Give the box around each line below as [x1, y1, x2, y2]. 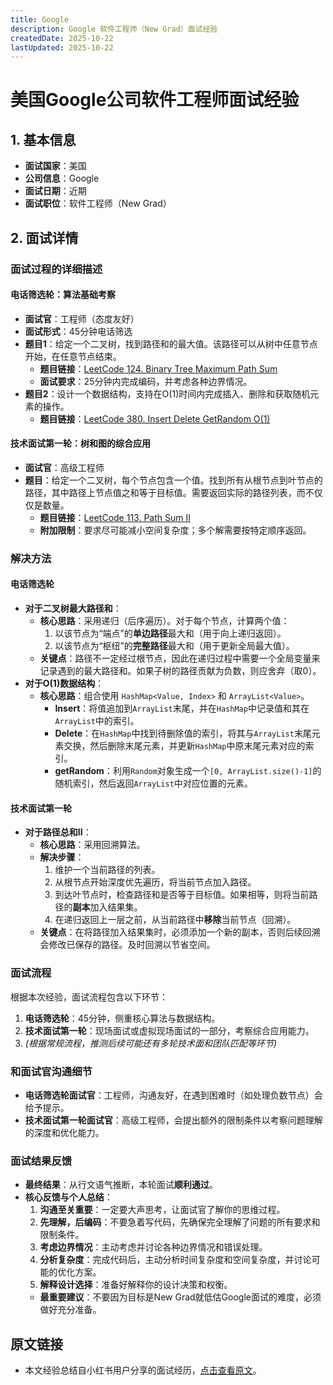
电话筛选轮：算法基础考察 [10, 289, 116, 301]
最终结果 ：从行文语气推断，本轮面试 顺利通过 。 [24, 1179, 218, 1191]
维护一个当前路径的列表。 [54, 864, 161, 876]
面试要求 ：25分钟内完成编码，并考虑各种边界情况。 [39, 375, 253, 387]
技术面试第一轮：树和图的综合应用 [10, 437, 151, 450]
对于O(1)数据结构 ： [24, 677, 105, 690]
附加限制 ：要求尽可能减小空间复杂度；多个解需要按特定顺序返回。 [39, 524, 312, 536]
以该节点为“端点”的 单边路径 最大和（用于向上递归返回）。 [54, 627, 287, 640]
